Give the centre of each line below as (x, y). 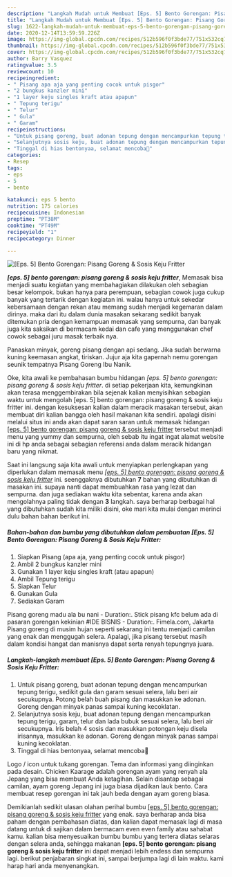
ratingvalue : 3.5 (32, 65)
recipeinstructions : (37, 129)
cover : (17, 53)
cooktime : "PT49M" (33, 226)
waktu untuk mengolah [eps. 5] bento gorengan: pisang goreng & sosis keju (115, 400)
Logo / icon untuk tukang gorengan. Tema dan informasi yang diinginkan (110, 764)
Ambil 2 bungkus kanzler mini (59, 564)
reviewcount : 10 (30, 71)
